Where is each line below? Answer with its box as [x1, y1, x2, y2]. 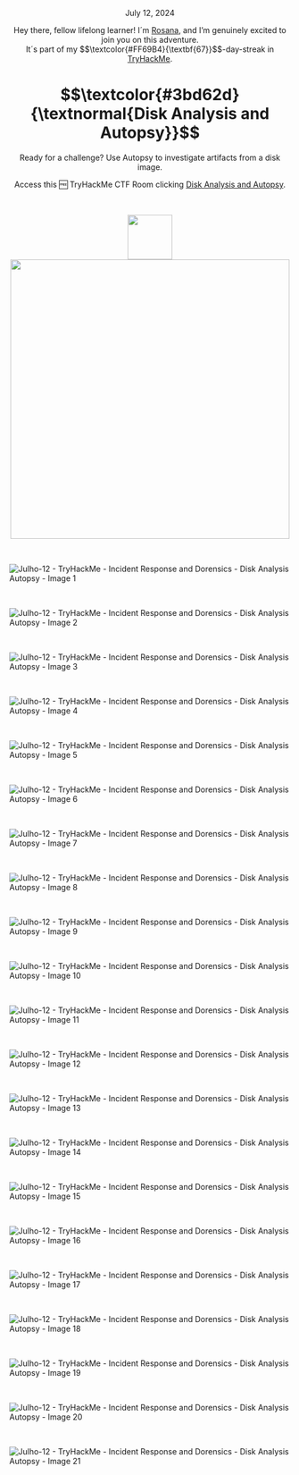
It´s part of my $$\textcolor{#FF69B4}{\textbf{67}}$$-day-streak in [25, 44, 275, 55]
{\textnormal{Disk [29, 104, 168, 124]
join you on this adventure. [101, 35, 199, 45]
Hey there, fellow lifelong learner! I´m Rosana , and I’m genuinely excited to [12, 25, 287, 35]
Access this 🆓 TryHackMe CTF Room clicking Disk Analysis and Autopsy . [13, 179, 287, 190]
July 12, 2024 [124, 8, 176, 18]
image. [137, 161, 163, 173]
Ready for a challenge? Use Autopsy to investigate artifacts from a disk [19, 152, 281, 163]
